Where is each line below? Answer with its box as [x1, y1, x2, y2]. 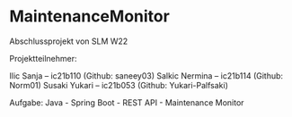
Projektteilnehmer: [9, 53, 78, 63]
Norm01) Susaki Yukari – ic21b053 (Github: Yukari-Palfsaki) [9, 79, 229, 90]
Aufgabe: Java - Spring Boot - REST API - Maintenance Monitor [9, 96, 244, 108]
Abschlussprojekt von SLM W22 [9, 36, 128, 46]
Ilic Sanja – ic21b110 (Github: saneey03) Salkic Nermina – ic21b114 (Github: [9, 70, 284, 81]
